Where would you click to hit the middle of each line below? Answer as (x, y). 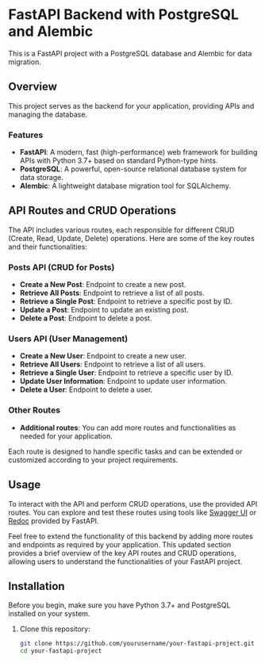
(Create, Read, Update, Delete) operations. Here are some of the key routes (132, 238)
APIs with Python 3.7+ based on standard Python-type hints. (119, 161)
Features (26, 135)
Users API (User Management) (68, 339)
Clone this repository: (55, 629)
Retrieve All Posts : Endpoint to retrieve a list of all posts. (112, 293)
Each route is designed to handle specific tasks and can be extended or (125, 451)
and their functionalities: (48, 247)
